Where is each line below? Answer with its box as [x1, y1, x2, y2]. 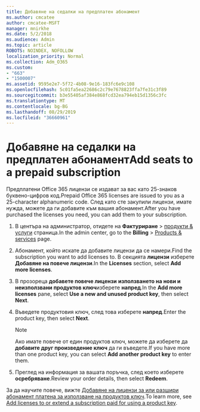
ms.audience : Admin [6, 37, 55, 43]
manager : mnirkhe [6, 25, 50, 32]
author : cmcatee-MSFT [6, 20, 60, 26]
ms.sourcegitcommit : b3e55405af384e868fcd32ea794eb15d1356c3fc [6, 92, 167, 98]
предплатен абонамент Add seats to [6, 153, 193, 166]
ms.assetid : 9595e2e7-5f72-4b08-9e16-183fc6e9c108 [6, 81, 135, 87]
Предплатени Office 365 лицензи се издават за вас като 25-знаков [6, 186, 177, 193]
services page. [14, 235, 52, 243]
